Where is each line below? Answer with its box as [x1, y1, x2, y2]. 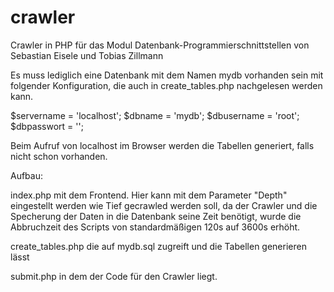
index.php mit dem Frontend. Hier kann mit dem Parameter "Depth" [10, 189, 288, 201]
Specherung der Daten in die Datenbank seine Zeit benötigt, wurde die [10, 210, 302, 222]
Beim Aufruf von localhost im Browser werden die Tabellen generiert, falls [10, 139, 315, 151]
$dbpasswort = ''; [10, 120, 84, 132]
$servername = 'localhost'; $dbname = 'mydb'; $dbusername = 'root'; [10, 109, 300, 121]
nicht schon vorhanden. [10, 150, 108, 162]
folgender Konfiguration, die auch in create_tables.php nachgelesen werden [10, 79, 323, 91]
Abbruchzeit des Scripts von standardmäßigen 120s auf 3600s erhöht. [10, 221, 301, 233]
